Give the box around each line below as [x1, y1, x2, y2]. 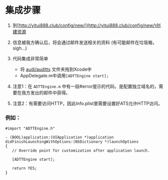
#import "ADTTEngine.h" [5, 126, 55, 131]
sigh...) [12, 45, 27, 51]
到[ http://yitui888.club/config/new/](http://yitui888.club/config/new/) [12, 22, 156, 28]
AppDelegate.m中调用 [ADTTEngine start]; [20, 72, 109, 78]
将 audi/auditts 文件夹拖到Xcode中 [20, 66, 92, 72]
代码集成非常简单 [12, 55, 48, 61]
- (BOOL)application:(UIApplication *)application [5, 135, 114, 140]
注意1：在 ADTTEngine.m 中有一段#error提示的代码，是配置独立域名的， [12, 83, 159, 89]
